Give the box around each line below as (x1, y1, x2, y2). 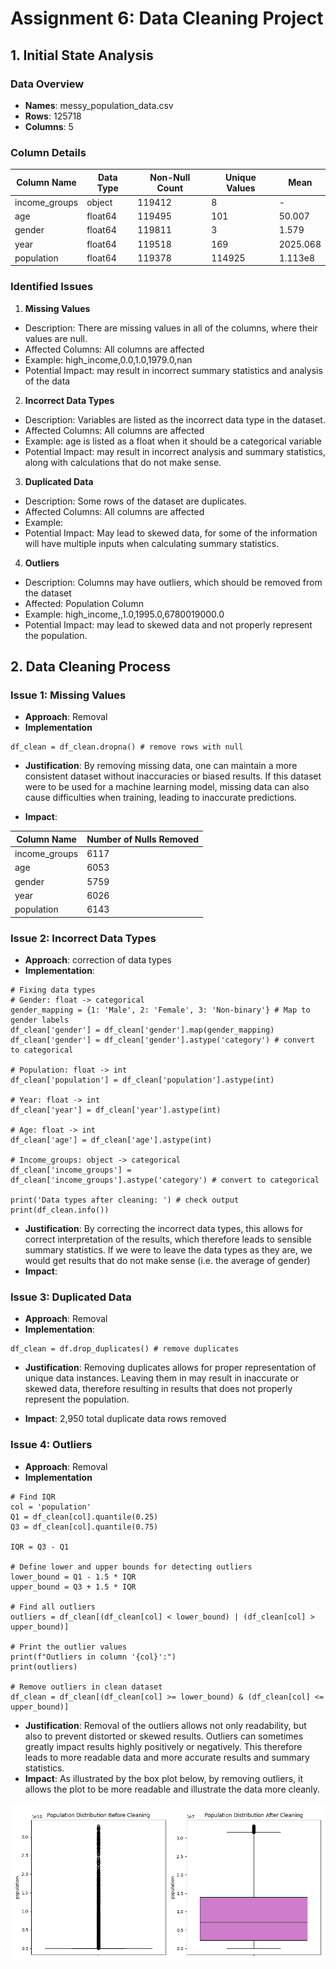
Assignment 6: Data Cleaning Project (10, 7, 324, 30)
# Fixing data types (10, 985, 97, 995)
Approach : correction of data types (24, 953, 172, 966)
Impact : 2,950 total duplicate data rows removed (24, 1413, 227, 1425)
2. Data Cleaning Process (10, 658, 172, 676)
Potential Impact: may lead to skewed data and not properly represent (24, 618, 313, 631)
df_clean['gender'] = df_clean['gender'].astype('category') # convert (10, 1035, 315, 1045)
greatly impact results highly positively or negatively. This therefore (24, 1740, 303, 1752)
